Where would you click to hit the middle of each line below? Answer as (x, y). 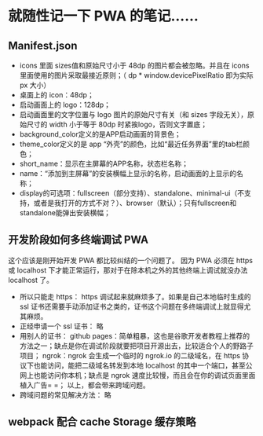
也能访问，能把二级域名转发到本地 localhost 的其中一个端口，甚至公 (143, 365)
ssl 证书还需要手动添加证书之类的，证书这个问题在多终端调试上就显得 (131, 306)
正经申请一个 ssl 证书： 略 (61, 326)
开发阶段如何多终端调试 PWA (79, 240)
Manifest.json (43, 45)
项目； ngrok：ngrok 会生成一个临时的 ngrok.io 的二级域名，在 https (130, 355)
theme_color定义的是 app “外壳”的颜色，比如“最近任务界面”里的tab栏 (131, 144)
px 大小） (35, 85)
